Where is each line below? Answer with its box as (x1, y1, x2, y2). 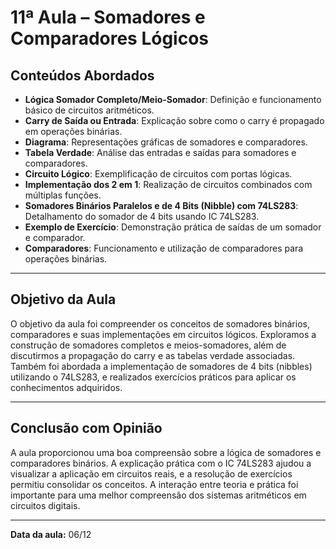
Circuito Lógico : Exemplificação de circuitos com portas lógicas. (24, 168, 293, 180)
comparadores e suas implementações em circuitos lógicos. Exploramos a (10, 328, 317, 340)
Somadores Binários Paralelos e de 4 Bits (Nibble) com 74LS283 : (24, 200, 299, 211)
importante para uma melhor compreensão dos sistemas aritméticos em (10, 489, 307, 501)
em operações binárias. (24, 126, 123, 137)
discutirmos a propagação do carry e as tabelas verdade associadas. (10, 349, 296, 361)
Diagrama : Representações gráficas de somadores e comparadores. (24, 136, 308, 148)
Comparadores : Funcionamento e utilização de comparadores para (24, 242, 304, 254)
